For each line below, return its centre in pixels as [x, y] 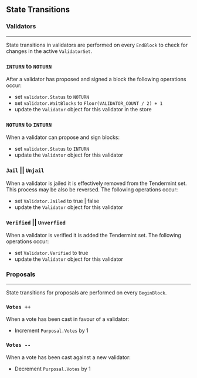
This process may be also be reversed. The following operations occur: [92, 189]
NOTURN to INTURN [29, 124]
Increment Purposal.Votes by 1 [52, 331]
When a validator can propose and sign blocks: [63, 137]
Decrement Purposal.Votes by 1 [52, 369]
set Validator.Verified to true [51, 253]
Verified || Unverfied [36, 222]
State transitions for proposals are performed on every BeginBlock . [86, 293]
